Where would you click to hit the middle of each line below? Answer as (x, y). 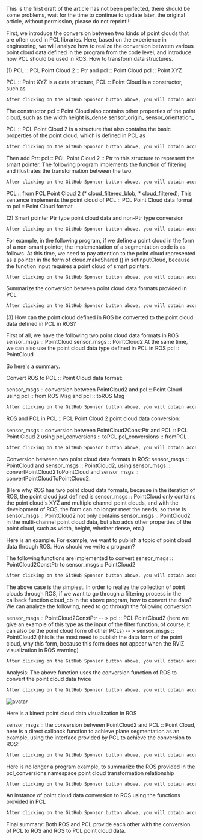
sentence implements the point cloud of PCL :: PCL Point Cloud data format (99, 200)
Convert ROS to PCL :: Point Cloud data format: (65, 378)
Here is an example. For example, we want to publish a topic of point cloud (99, 540)
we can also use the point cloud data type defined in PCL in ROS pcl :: (93, 348)
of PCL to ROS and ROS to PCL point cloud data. (66, 831)
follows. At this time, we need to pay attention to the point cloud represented (101, 253)
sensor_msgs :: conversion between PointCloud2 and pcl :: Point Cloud (94, 390)
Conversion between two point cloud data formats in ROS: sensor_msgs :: (98, 459)
